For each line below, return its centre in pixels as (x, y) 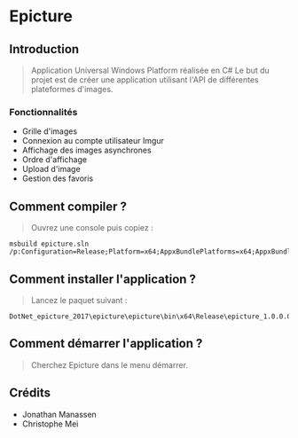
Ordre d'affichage (54, 160)
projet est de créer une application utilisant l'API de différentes (145, 80)
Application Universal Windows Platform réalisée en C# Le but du (150, 70)
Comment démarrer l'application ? (106, 344)
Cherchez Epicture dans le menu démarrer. (110, 364)
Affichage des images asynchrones (87, 150)
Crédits (30, 393)
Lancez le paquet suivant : (79, 300)
